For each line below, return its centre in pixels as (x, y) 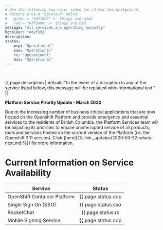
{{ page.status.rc (100, 212)
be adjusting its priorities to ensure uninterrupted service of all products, (78, 128)
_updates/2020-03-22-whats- (123, 138)
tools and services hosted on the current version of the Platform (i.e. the (77, 133)
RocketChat (21, 212)
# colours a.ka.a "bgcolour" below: (42, 14)
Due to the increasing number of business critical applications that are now (80, 112)
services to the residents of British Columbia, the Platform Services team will (82, 122)
